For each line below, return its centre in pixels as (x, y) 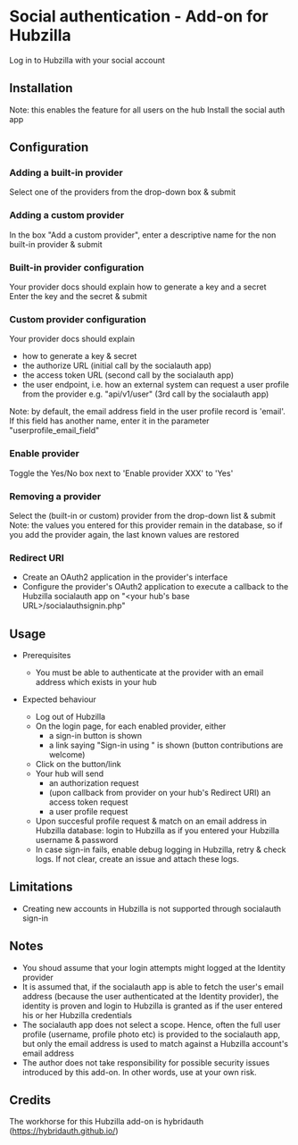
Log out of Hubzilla (70, 717)
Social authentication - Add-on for (139, 17)
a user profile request (88, 812)
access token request (88, 802)
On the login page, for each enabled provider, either (131, 726)
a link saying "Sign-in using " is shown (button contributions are (166, 745)
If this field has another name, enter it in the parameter (109, 421)
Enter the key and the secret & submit (78, 297)
